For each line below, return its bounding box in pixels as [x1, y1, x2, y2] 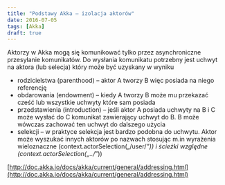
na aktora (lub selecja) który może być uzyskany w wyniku [7, 63, 174, 71]
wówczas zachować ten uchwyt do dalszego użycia [17, 120, 166, 128]
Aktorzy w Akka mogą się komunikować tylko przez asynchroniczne [7, 48, 201, 57]
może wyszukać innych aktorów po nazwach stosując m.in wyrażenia [17, 135, 216, 144]
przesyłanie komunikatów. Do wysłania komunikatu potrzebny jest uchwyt [7, 56, 218, 64]
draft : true [7, 29, 42, 37]
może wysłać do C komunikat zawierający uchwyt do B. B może [17, 113, 199, 121]
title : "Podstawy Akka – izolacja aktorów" [7, 10, 135, 17]
